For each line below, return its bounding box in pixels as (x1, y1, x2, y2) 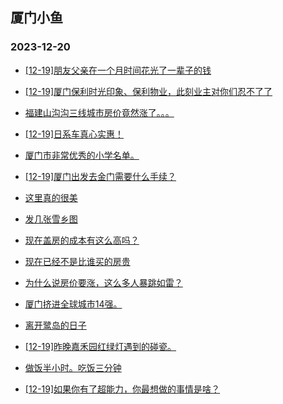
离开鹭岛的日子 (24, 319, 87, 331)
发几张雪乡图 (24, 213, 78, 225)
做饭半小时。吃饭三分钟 (24, 361, 122, 373)
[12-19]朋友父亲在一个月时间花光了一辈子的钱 (24, 64, 212, 76)
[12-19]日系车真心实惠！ (24, 128, 125, 140)
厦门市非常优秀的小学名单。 (24, 149, 140, 161)
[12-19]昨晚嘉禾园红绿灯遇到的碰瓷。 (24, 340, 177, 352)
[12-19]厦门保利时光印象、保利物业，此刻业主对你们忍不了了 (24, 85, 273, 97)
